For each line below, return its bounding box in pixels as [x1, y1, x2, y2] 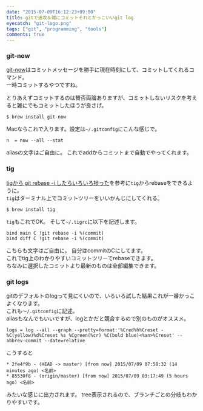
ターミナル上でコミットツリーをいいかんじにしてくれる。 [19, 194, 163, 201]
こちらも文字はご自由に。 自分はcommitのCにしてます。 [6, 247, 147, 254]
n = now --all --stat [6, 137, 64, 143]
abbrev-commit [6, 338, 42, 344]
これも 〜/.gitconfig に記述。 [6, 308, 78, 315]
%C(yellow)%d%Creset [6, 333, 59, 339]
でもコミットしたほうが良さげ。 [27, 102, 107, 109]
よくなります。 [6, 300, 44, 307]
